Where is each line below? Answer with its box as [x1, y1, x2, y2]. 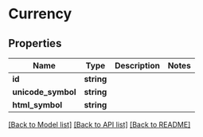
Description [114, 61, 161, 71]
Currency [8, 5, 72, 23]
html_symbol [12, 100, 63, 110]
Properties [8, 37, 62, 50]
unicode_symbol [12, 87, 77, 97]
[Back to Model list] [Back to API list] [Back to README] [8, 120, 191, 129]
